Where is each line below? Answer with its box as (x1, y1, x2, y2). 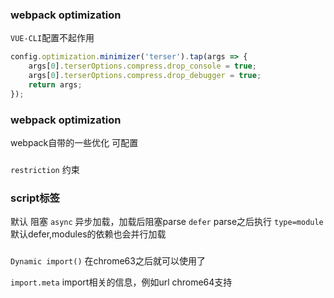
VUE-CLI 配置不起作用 (10, 32, 95, 44)
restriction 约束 (10, 163, 80, 175)
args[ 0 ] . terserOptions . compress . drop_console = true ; (28, 61, 257, 72)
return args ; (28, 79, 83, 90)
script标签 (10, 191, 60, 205)
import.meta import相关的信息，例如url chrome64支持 (10, 276, 233, 288)
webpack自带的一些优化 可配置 (10, 136, 139, 148)
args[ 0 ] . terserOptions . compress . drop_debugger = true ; (28, 71, 262, 81)
